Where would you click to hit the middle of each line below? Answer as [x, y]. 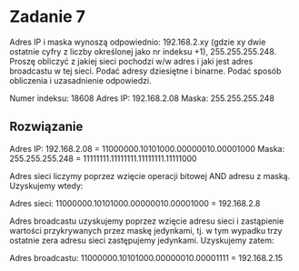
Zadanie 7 [48, 17]
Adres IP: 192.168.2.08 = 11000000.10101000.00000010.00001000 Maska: [147, 148]
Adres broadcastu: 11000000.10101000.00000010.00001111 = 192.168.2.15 [146, 257]
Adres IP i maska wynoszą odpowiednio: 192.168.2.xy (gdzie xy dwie [138, 42]
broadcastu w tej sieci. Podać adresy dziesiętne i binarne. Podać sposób [145, 71]
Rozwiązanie [46, 127]
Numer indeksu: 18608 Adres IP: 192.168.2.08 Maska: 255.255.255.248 [142, 98]
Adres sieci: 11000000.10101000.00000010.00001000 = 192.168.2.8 [135, 203]
